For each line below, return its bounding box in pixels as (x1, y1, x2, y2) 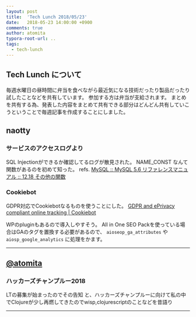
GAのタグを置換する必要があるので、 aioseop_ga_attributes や (16, 228, 168, 235)
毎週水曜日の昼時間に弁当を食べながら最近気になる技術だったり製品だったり (6, 86, 190, 94)
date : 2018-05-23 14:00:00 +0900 (6, 19, 93, 25)
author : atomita (6, 30, 45, 36)
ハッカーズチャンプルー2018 (6, 277, 86, 285)
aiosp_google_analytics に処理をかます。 (6, 235, 106, 243)
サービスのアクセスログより (6, 144, 83, 152)
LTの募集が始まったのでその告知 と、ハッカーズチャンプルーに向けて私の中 (6, 291, 187, 298)
